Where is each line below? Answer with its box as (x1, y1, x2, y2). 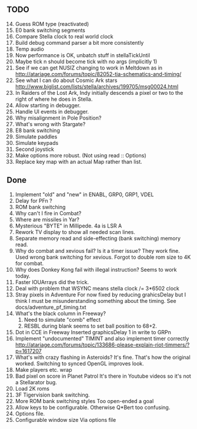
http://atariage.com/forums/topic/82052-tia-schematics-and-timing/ (15, 70, 182, 77)
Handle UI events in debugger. (15, 108, 89, 115)
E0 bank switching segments (15, 27, 86, 34)
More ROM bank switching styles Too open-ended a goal (15, 397, 154, 404)
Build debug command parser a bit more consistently (15, 39, 144, 46)
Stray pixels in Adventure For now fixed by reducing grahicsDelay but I (15, 291, 186, 298)
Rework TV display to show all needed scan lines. (15, 228, 136, 235)
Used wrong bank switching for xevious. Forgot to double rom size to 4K (15, 253, 191, 260)
